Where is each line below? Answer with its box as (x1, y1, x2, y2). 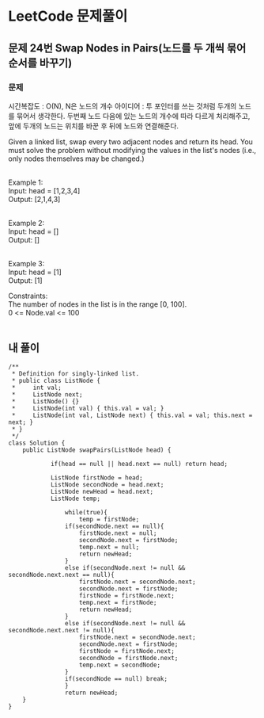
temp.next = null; (78, 543, 140, 551)
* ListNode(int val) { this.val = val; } (11, 404, 164, 412)
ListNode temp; (50, 495, 101, 502)
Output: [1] (8, 275, 43, 285)
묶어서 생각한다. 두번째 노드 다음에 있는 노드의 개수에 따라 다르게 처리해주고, (16, 111, 251, 120)
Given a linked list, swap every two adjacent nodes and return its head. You (8, 136, 253, 147)
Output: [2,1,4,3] (8, 194, 61, 204)
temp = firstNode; (78, 515, 140, 523)
